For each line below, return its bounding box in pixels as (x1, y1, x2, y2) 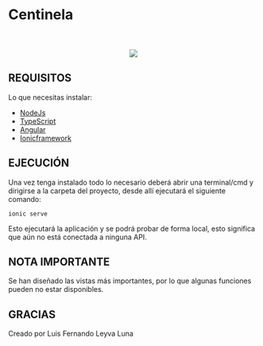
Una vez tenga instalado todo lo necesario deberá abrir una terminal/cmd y (8, 177, 254, 187)
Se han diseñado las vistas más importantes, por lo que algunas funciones (8, 276, 252, 286)
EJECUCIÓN (8, 157, 70, 170)
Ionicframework (19, 133, 72, 142)
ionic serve (8, 209, 48, 218)
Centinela (8, 6, 74, 24)
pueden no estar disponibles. (8, 285, 104, 294)
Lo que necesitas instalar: (8, 92, 93, 102)
